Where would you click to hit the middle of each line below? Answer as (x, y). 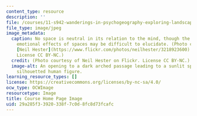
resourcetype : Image (31, 93)
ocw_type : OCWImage (30, 88)
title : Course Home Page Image (44, 98)
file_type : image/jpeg (34, 28)
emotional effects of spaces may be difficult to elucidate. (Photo (102, 45)
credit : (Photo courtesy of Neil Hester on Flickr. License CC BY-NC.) (101, 60)
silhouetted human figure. (50, 71)
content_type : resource (35, 11)
